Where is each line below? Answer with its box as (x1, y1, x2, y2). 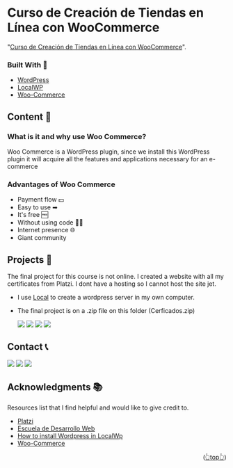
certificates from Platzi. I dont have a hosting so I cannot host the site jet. (7, 280, 217, 288)
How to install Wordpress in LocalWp (17, 431, 123, 439)
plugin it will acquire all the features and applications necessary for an (7, 154, 208, 163)
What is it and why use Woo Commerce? (7, 131, 147, 141)
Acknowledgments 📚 (7, 381, 103, 394)
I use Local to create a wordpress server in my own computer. (17, 293, 195, 302)
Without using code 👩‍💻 (17, 218, 83, 227)
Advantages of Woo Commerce (7, 179, 116, 189)
